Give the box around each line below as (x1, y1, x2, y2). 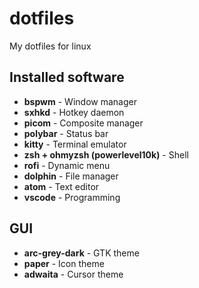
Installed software (9, 69, 125, 86)
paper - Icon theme (23, 257, 105, 269)
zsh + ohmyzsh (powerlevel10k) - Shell (23, 148, 189, 161)
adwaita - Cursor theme (23, 268, 124, 280)
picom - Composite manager (23, 117, 144, 129)
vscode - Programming (23, 191, 121, 203)
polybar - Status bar (23, 127, 109, 139)
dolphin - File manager (23, 170, 119, 182)
